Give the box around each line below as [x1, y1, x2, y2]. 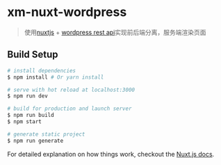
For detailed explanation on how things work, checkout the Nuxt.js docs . [7, 150, 215, 158]
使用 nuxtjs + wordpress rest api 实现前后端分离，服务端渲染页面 [24, 28, 206, 36]
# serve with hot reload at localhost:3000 [7, 86, 136, 93]
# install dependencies [7, 67, 76, 74]
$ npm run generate [7, 137, 64, 144]
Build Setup [7, 49, 58, 61]
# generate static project [7, 130, 85, 138]
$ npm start [7, 118, 42, 125]
